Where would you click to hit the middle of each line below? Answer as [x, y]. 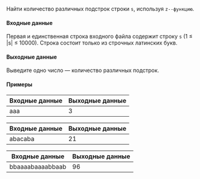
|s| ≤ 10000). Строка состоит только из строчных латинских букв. [92, 43]
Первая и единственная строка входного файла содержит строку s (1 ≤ [100, 37]
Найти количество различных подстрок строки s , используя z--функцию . [100, 9]
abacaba [22, 139]
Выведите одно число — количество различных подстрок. [83, 70]
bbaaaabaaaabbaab [38, 166]
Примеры [19, 84]
